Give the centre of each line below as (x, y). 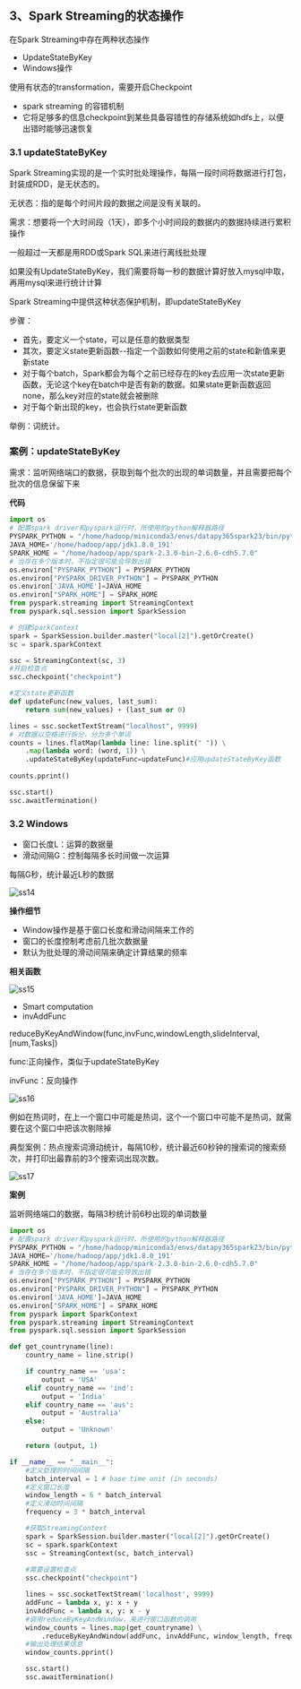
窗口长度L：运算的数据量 (68, 844)
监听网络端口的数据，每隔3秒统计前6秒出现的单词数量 (108, 1213)
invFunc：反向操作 (43, 1080)
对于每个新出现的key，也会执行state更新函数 (105, 407)
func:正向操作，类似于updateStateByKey (84, 1061)
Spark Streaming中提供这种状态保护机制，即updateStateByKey (125, 302)
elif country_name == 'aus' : (80, 1405)
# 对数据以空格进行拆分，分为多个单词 (70, 734)
